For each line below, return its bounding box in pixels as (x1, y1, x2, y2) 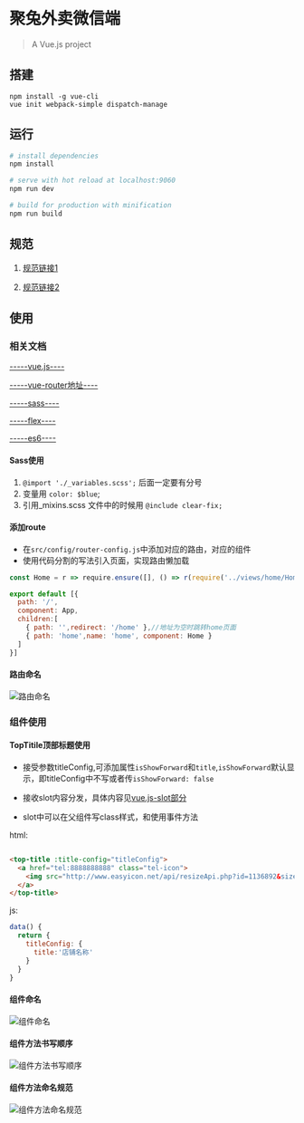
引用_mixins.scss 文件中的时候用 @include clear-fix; (22, 499, 223, 510)
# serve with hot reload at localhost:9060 (9, 176, 176, 186)
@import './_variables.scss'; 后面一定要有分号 (22, 476, 203, 487)
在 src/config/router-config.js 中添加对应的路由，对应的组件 (22, 543, 252, 554)
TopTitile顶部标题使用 (9, 740, 90, 751)
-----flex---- (9, 416, 56, 427)
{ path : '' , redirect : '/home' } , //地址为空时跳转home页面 (25, 623, 237, 632)
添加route (9, 522, 46, 533)
